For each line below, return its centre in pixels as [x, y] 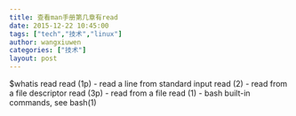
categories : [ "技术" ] [48, 50]
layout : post [33, 58]
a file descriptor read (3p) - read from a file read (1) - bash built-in [130, 93]
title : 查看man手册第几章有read [64, 17]
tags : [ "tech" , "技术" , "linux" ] [66, 34]
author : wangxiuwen [45, 42]
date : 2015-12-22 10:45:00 [59, 26]
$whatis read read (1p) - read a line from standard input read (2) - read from [148, 84]
